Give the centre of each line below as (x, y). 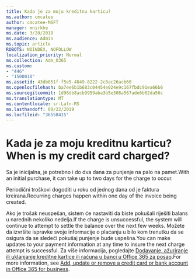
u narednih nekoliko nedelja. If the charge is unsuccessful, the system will (94, 220)
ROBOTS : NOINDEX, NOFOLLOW (39, 50)
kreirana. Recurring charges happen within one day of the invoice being (91, 196)
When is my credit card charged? (88, 156)
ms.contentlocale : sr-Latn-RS (43, 104)
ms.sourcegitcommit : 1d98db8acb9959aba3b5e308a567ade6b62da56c (85, 93)
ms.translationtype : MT (35, 98)
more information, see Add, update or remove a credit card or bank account (97, 263)
